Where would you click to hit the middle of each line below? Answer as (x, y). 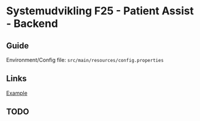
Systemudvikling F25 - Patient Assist (100, 11)
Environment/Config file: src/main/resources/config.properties (85, 60)
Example (17, 93)
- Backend (32, 24)
